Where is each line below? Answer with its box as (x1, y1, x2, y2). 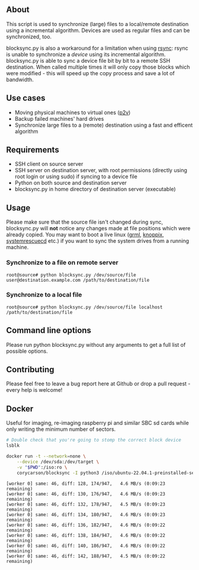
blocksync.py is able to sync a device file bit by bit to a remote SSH (6, 57, 171, 64)
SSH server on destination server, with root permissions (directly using (14, 167, 188, 174)
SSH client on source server (14, 160, 84, 168)
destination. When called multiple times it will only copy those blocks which (6, 63, 191, 70)
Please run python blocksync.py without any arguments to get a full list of (6, 341, 186, 348)
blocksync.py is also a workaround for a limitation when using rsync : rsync (6, 44, 188, 51)
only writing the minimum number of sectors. (6, 426, 116, 433)
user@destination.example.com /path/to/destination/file (6, 277, 150, 283)
